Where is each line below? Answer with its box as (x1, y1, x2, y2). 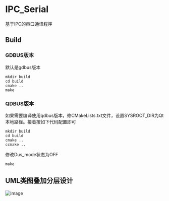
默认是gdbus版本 (5, 64, 41, 70)
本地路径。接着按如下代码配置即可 (5, 118, 76, 124)
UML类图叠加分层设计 (5, 176, 73, 185)
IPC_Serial (5, 4, 49, 15)
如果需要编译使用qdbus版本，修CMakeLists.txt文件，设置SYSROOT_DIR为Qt (5, 112, 164, 118)
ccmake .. (5, 142, 26, 147)
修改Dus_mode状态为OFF (5, 151, 59, 157)
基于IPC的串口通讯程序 (5, 21, 52, 27)
